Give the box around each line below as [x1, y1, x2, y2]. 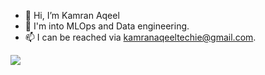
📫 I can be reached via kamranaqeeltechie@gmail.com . [24, 31, 257, 43]
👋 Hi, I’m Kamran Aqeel [24, 10, 120, 21]
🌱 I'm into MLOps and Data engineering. [24, 20, 190, 32]
